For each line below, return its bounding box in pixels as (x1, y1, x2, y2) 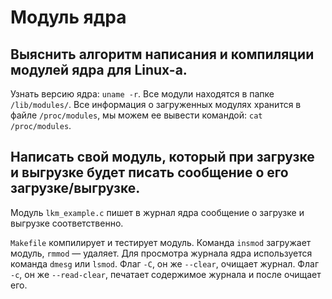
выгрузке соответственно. (10, 217, 124, 229)
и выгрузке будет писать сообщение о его (10, 164, 289, 181)
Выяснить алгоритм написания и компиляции (10, 46, 315, 63)
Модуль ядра (10, 6, 127, 29)
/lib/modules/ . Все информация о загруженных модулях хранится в (10, 99, 302, 110)
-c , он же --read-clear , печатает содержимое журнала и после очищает (10, 268, 322, 280)
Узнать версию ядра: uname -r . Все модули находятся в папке (10, 88, 275, 100)
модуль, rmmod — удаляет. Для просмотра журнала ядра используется (10, 247, 313, 259)
